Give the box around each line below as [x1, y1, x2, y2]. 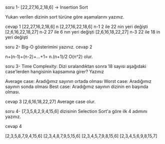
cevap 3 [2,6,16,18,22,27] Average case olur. [5, 98, 96, 104]
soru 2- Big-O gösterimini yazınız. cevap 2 [5, 44, 92, 49]
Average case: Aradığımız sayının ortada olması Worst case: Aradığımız [5, 78, 151, 84]
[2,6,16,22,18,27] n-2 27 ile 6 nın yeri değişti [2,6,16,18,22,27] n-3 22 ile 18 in [5, 29, 160, 34]
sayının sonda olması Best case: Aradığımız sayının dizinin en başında [5, 83, 148, 89]
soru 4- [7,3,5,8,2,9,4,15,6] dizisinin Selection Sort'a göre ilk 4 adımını [5, 108, 147, 114]
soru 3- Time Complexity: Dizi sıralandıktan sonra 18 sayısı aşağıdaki [5, 63, 146, 69]
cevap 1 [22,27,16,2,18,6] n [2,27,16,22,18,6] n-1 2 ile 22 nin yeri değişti [5, 23, 148, 29]
